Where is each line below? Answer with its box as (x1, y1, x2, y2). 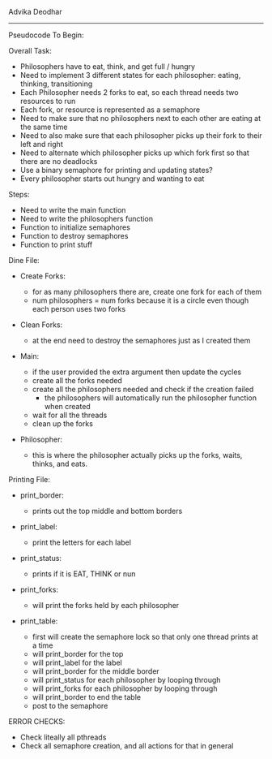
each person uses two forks (32, 304, 126, 313)
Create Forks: (19, 271, 66, 281)
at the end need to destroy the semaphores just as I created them (32, 336, 251, 345)
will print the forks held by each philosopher (32, 601, 180, 610)
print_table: (19, 616, 58, 626)
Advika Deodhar (8, 7, 62, 16)
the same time (19, 122, 68, 132)
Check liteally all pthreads (19, 732, 107, 742)
